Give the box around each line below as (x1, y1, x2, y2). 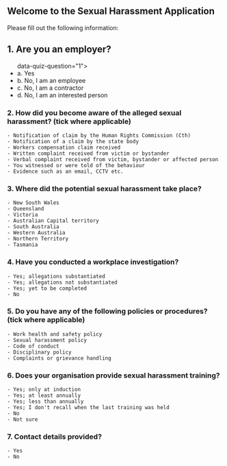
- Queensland (7, 206, 44, 212)
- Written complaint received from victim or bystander (7, 150, 170, 157)
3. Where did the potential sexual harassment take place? (7, 184, 202, 193)
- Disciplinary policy (7, 349, 72, 356)
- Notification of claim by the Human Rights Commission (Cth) (7, 132, 191, 139)
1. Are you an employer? (7, 44, 111, 56)
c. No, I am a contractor (16, 84, 84, 92)
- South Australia (7, 223, 59, 230)
